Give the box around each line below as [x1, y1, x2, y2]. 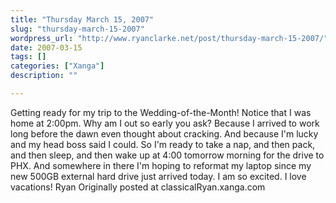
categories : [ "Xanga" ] [10, 61, 105, 71]
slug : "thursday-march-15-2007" [10, 24, 145, 34]
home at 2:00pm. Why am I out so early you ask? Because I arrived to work [10, 117, 320, 129]
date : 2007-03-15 [10, 42, 83, 53]
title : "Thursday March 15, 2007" [10, 14, 155, 25]
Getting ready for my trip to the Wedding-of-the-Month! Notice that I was [10, 106, 312, 118]
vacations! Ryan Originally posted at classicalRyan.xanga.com [10, 181, 266, 193]
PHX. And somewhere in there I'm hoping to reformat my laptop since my [10, 159, 312, 171]
